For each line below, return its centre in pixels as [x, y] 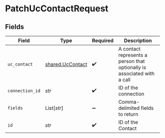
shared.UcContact [66, 64]
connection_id [24, 91]
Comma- [129, 102]
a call [124, 80]
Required [103, 41]
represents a [133, 55]
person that [131, 61]
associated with [136, 73]
